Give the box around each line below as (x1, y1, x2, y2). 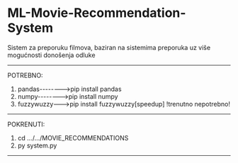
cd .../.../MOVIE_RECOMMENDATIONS (17, 133, 129, 142)
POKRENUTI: (7, 120, 45, 128)
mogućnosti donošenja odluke (7, 51, 96, 59)
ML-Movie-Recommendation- (7, 5, 186, 21)
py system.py (17, 141, 57, 150)
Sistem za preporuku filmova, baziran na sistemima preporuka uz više (7, 43, 211, 52)
